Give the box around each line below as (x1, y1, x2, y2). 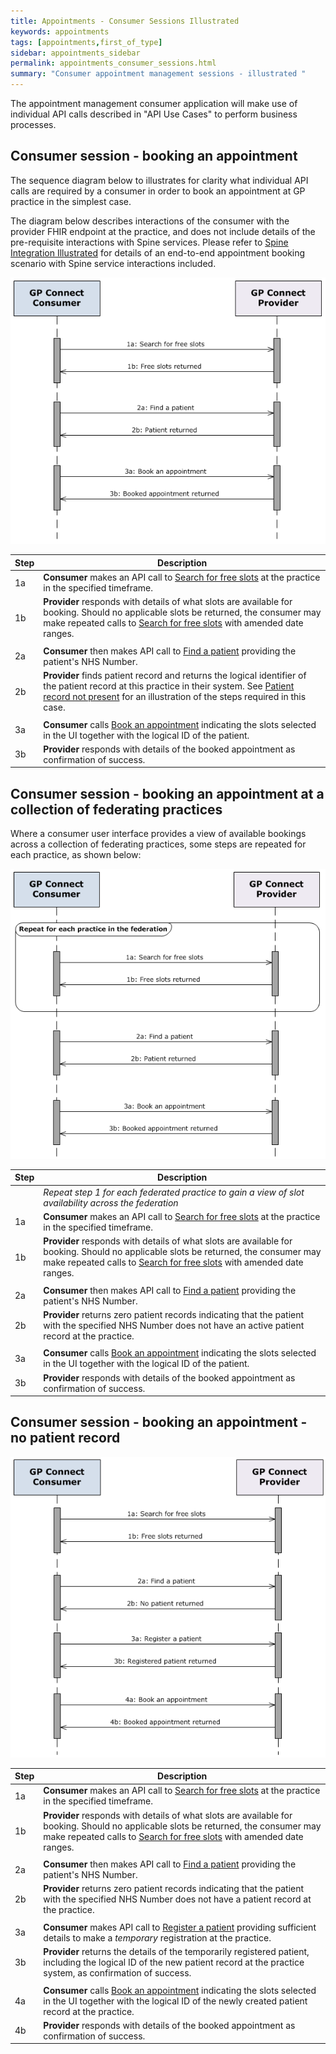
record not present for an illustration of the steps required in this (43, 691, 307, 703)
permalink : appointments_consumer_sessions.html (10, 58, 217, 69)
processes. (10, 119, 57, 130)
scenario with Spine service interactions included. (10, 257, 217, 269)
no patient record (10, 1430, 121, 1447)
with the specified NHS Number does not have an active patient (43, 1319, 305, 1331)
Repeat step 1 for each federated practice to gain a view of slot (43, 1186, 305, 1198)
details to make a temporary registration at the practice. (43, 1931, 272, 1944)
